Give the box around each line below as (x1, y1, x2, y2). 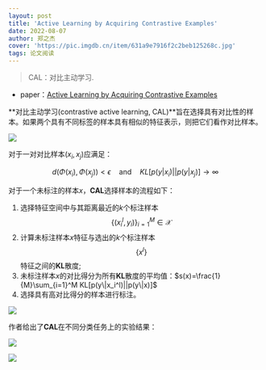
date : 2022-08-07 (8, 27, 67, 35)
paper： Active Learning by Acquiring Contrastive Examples (19, 90, 218, 99)
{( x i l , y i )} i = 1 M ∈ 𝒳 (111, 216, 172, 229)
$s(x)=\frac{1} (174, 271, 221, 280)
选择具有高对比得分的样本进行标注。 (19, 289, 141, 299)
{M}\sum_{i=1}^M (19, 280, 78, 289)
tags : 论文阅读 (8, 49, 55, 57)
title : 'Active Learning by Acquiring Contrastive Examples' (8, 19, 218, 27)
